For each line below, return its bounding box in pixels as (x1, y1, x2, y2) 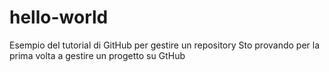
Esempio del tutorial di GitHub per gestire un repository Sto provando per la (9, 39, 321, 51)
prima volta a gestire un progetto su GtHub (9, 49, 186, 61)
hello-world (9, 6, 109, 29)
